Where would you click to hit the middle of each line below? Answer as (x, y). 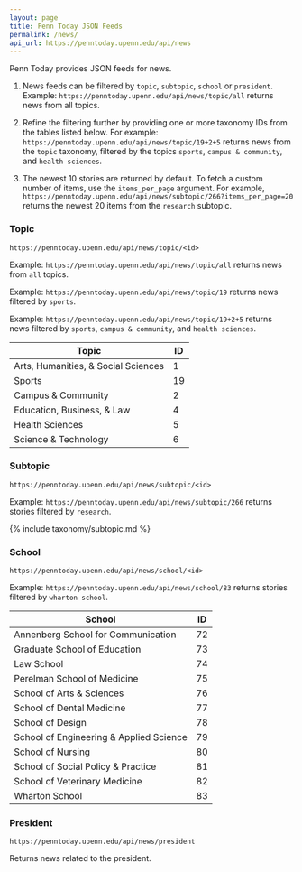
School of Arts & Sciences (69, 693)
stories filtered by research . (60, 511)
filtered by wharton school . (59, 598)
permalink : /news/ (44, 34)
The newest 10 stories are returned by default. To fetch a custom (142, 179)
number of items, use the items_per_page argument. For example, (143, 188)
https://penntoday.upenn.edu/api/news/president (102, 842)
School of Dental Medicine (70, 708)
